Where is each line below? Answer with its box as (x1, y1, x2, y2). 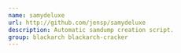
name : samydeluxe (8, 11, 65, 19)
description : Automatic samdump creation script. (8, 26, 175, 34)
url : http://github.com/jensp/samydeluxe (8, 19, 146, 26)
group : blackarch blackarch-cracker (8, 33, 128, 41)
